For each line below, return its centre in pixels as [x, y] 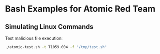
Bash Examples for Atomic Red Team [80, 9]
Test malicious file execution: [34, 38]
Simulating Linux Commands [49, 27]
